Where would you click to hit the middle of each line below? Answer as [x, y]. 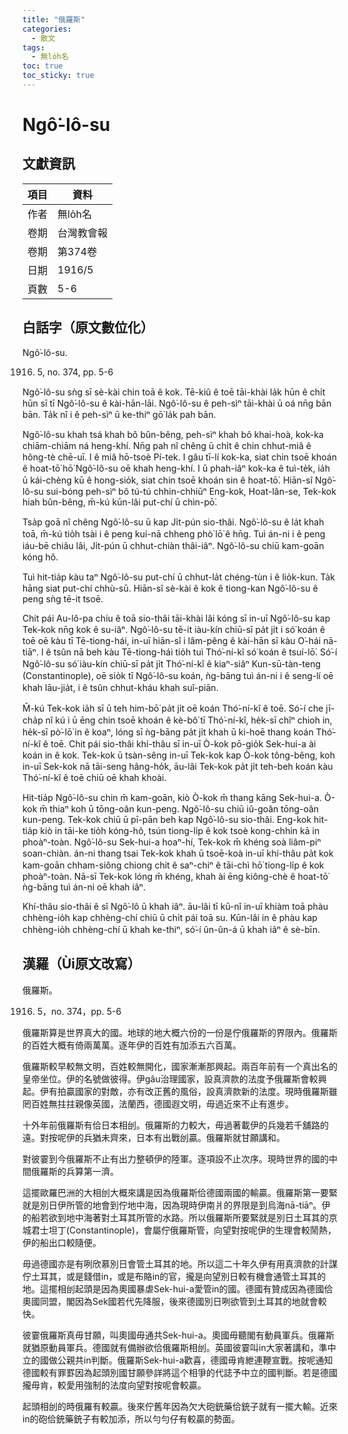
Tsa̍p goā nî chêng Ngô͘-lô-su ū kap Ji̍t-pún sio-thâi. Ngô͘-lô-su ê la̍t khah [173, 522]
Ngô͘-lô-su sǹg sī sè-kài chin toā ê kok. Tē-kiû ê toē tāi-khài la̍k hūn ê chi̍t [174, 392]
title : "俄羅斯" [54, 19]
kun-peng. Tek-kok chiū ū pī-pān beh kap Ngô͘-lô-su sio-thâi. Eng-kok [167, 819]
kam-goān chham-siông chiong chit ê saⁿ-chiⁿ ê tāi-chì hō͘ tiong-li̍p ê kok [173, 865]
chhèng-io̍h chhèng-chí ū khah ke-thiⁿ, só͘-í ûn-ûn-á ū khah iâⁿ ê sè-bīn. [171, 929]
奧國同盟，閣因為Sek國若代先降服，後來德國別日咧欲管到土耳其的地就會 [170, 1301]
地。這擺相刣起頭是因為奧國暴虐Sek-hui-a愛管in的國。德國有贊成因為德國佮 [178, 1288]
